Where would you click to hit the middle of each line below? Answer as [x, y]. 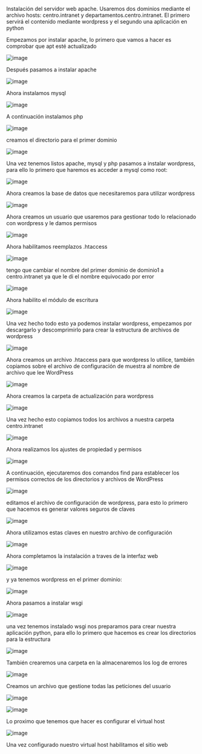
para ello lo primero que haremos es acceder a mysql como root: [87, 170]
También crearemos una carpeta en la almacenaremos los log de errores [97, 663]
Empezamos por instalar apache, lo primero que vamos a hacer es [89, 40]
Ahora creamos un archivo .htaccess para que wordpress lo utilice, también [100, 360]
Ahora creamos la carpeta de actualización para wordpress [80, 396]
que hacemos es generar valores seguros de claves [71, 509]
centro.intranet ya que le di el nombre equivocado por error [80, 277]
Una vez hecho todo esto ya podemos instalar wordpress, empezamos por [99, 323]
